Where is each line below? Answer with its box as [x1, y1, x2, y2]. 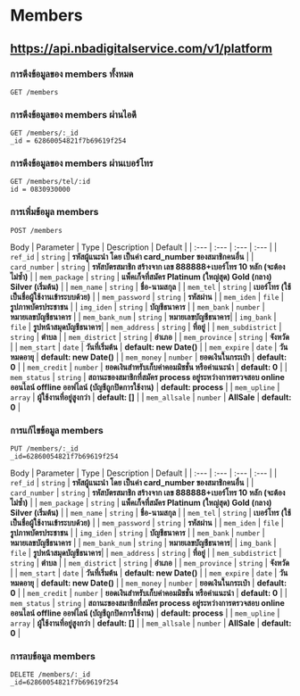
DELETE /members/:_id [10, 670, 91, 679]
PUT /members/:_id [10, 444, 79, 453]
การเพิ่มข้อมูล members [10, 206, 99, 219]
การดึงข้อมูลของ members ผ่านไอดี [10, 108, 137, 120]
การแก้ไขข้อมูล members [10, 424, 104, 436]
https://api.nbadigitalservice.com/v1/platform [10, 41, 273, 56]
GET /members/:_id [10, 128, 79, 138]
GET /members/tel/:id [10, 178, 91, 186]
